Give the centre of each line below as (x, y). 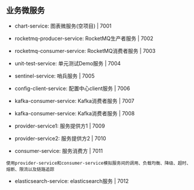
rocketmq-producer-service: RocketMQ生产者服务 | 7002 (84, 38)
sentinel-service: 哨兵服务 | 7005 (55, 76)
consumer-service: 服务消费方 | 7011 (58, 151)
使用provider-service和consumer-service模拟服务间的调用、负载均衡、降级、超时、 (98, 163)
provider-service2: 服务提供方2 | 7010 (60, 138)
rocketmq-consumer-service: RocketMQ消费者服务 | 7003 (85, 51)
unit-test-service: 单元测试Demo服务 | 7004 (68, 63)
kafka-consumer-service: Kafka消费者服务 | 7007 (74, 101)
